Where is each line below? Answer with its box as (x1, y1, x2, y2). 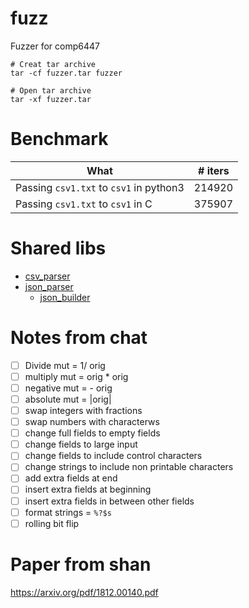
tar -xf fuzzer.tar (10, 94, 92, 104)
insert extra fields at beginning (24, 483, 152, 496)
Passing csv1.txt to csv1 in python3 (15, 180, 185, 194)
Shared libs (10, 237, 107, 260)
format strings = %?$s (24, 506, 112, 518)
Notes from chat (10, 327, 148, 349)
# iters (198, 163, 230, 177)
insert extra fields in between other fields (24, 495, 195, 507)
